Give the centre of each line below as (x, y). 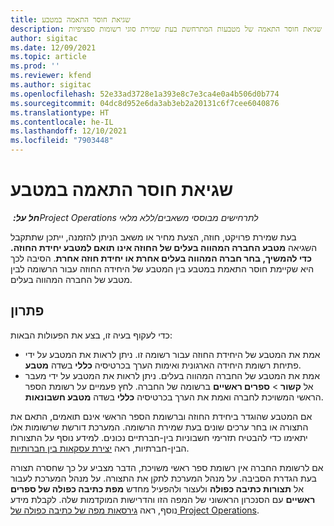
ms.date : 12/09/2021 (53, 47)
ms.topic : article (48, 57)
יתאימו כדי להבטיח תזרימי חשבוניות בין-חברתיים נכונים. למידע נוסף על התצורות (159, 437)
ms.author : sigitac (51, 85)
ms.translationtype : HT (60, 112)
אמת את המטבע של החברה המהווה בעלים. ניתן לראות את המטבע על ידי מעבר (172, 375)
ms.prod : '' (35, 66)
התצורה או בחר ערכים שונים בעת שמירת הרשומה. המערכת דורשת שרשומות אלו (159, 427)
